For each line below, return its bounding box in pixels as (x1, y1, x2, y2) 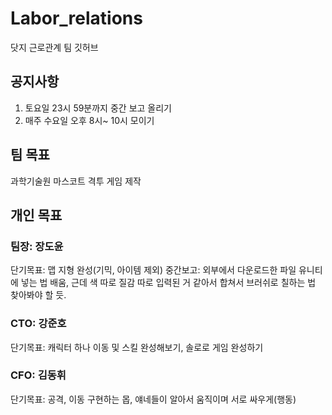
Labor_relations (10, 7, 143, 30)
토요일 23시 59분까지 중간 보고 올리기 (24, 102, 172, 114)
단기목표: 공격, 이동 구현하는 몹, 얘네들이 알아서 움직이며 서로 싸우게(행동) (10, 393, 297, 405)
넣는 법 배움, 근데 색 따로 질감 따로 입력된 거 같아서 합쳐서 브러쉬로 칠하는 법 (20, 277, 317, 289)
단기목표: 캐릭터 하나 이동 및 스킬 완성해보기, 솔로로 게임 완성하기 (10, 341, 264, 353)
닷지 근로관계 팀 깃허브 (10, 41, 99, 53)
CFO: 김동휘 (10, 368, 67, 382)
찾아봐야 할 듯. (10, 289, 67, 301)
